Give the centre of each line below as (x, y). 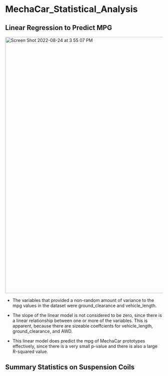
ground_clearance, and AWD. (42, 331)
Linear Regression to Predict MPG (59, 28)
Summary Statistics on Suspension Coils (70, 367)
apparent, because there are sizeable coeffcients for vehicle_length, (83, 326)
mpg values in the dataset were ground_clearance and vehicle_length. (84, 305)
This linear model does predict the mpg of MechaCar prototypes (79, 341)
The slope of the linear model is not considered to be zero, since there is (87, 315)
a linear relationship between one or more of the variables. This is (80, 320)
